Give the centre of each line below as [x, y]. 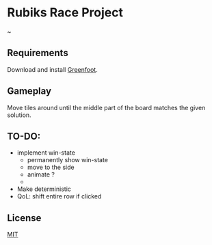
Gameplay [29, 91]
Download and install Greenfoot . [52, 69]
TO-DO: [24, 136]
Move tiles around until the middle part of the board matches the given [106, 107]
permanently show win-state [67, 160]
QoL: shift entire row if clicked [59, 196]
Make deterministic [44, 189]
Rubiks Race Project [65, 13]
